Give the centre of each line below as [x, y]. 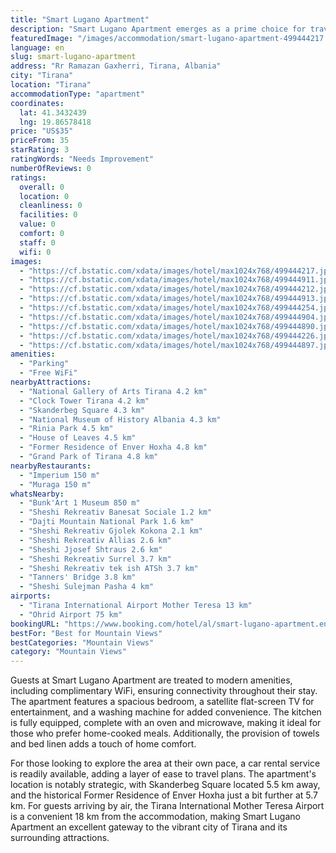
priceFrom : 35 [40, 141]
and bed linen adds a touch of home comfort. [103, 744]
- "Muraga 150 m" [55, 484]
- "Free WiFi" [48, 373]
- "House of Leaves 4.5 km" [78, 438]
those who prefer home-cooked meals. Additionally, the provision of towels [165, 733]
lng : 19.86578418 [55, 122]
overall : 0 [42, 187]
